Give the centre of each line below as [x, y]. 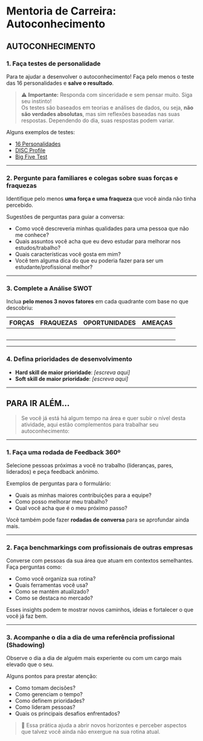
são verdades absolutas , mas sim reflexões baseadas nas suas [100, 114]
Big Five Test [31, 157]
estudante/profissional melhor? [54, 267]
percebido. [20, 205]
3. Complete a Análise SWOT [49, 288]
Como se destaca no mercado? [54, 598]
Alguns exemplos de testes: [41, 132]
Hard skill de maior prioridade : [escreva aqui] [72, 372]
